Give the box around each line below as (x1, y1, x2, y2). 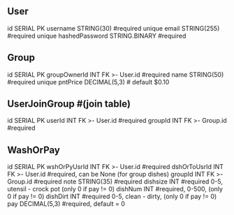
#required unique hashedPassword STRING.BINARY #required (7, 31, 187, 40)
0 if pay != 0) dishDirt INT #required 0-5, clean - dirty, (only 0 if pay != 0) (7, 192, 217, 201)
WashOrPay (7, 144, 61, 156)
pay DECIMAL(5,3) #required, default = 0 (7, 200, 126, 208)
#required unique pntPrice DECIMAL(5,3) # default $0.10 (7, 77, 170, 86)
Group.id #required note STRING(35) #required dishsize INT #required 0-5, (7, 177, 224, 186)
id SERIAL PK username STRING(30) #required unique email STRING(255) (7, 24, 220, 32)
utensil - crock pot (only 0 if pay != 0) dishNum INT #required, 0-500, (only (7, 185, 224, 193)
